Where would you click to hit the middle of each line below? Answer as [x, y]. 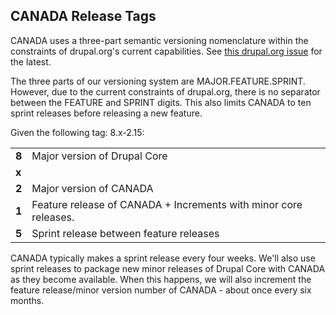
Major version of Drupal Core [99, 156]
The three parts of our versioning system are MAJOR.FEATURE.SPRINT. [158, 81]
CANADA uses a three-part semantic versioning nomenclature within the [159, 40]
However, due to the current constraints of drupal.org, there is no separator [165, 91]
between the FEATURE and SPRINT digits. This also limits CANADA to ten [161, 102]
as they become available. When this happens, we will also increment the [161, 279]
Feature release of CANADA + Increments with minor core [167, 204]
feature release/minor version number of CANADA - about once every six [161, 290]
